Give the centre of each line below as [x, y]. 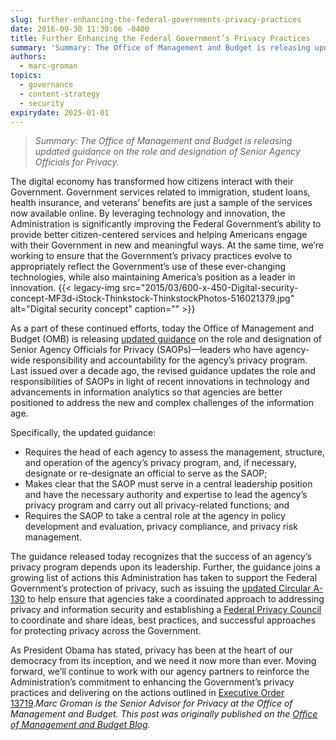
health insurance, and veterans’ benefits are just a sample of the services [161, 203]
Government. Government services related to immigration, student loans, [160, 192]
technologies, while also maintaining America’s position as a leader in [153, 277]
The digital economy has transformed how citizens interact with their [152, 182]
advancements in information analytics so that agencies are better [146, 392]
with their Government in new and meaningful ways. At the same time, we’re [167, 245]
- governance [46, 85]
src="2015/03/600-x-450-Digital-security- [210, 288]
